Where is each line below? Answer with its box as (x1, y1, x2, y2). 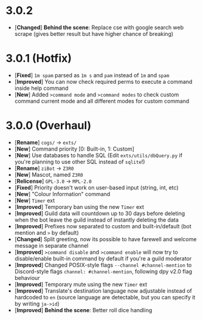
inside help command (14, 84, 69, 92)
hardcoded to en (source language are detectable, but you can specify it (14, 293, 196, 301)
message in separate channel (14, 242, 89, 249)
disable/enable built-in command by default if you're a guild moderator (14, 254, 192, 262)
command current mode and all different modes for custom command (14, 97, 190, 104)
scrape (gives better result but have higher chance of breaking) (14, 30, 174, 37)
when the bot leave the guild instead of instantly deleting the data (14, 216, 179, 223)
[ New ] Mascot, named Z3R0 (14, 171, 83, 178)
